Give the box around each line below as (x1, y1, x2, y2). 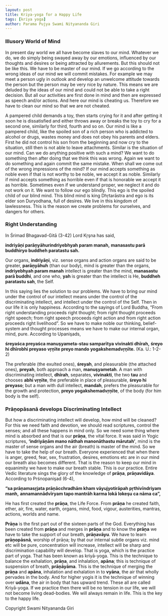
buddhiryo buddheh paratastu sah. (5, 247, 80, 254)
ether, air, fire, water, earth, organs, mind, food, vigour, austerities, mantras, (5, 506, 161, 512)
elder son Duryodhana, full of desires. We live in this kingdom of (5, 198, 138, 204)
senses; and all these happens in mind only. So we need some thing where (5, 428, 159, 434)
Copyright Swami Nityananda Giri (5, 605, 74, 611)
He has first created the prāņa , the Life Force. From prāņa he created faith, (5, 501, 160, 507)
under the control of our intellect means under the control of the (5, 293, 137, 299)
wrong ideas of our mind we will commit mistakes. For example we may (5, 71, 153, 77)
